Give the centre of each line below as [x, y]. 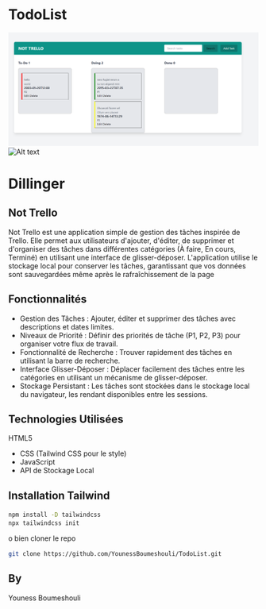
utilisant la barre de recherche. [70, 360]
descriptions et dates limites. [67, 326]
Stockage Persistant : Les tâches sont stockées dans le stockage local [135, 386]
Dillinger [37, 183]
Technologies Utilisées [66, 419]
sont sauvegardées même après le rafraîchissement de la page [111, 274]
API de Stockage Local [57, 471]
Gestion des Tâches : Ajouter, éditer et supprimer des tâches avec [128, 318]
